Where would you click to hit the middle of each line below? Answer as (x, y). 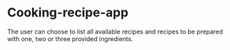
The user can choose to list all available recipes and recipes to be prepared (115, 32)
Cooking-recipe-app (68, 13)
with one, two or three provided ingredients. (70, 38)
